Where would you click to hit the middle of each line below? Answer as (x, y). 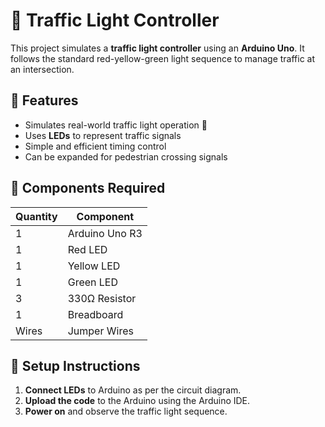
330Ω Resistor (102, 298)
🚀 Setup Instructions (75, 365)
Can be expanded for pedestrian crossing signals (126, 156)
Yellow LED (94, 266)
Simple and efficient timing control (95, 146)
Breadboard (95, 314)
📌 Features (44, 100)
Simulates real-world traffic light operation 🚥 (116, 125)
